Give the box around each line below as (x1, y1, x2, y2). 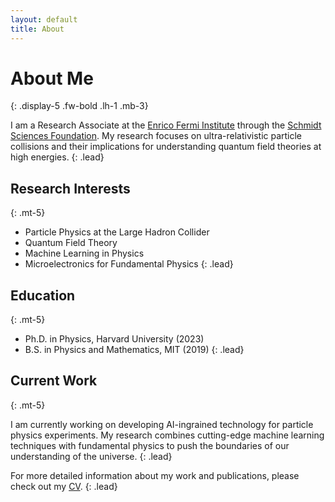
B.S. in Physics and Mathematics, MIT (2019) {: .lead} (24, 344, 245, 356)
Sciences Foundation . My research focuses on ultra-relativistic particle (10, 130, 303, 142)
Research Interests (10, 180, 131, 197)
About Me (10, 67, 94, 90)
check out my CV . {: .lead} (10, 480, 118, 492)
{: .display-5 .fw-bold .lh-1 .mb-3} (10, 100, 149, 112)
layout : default (10, 14, 78, 25)
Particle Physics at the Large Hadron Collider (24, 226, 210, 238)
